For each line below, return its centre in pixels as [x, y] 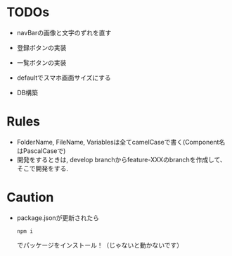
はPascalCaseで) [41, 151]
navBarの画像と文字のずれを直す [64, 32]
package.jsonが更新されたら [58, 218]
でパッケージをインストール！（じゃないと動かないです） [100, 245]
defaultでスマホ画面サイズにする [64, 78]
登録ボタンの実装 [41, 47]
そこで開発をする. [42, 168]
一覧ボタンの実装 [41, 62]
